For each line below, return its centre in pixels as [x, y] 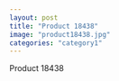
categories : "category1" [56, 43]
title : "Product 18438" [54, 26]
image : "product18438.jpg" [60, 34]
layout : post [34, 18]
